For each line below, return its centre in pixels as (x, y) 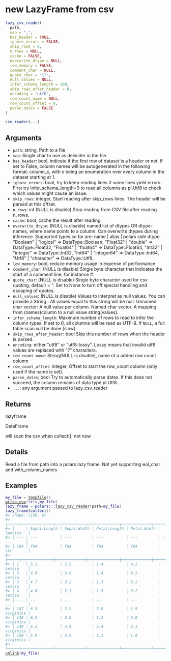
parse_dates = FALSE (32, 108)
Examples (21, 486)
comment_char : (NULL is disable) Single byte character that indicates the (87, 269)
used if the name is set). (38, 372)
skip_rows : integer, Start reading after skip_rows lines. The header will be (89, 199)
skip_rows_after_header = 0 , (41, 89)
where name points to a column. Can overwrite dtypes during (94, 231)
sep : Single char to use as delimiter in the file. (60, 156)
